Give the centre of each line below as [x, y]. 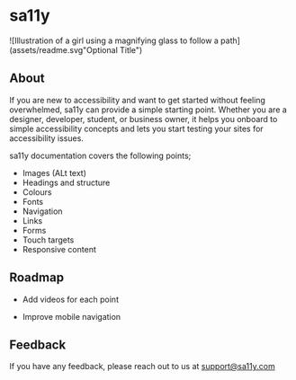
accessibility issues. [46, 138]
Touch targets [48, 240]
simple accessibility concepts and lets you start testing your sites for [136, 128]
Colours [37, 192]
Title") [131, 49]
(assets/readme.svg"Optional [64, 49]
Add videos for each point [71, 299]
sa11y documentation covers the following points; [100, 155]
